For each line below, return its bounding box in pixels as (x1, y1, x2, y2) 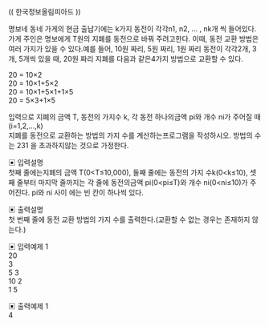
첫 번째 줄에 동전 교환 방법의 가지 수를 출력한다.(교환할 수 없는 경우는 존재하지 (8, 215, 251, 224)
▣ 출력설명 (8, 205, 44, 214)
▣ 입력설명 (8, 158, 44, 167)
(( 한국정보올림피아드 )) (8, 7, 82, 16)
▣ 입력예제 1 (8, 242, 49, 251)
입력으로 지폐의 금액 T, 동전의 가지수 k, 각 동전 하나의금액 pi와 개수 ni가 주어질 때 (8, 112, 261, 122)
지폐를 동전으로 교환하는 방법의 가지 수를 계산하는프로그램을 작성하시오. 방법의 (8, 131, 253, 140)
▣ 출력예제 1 (8, 301, 49, 311)
